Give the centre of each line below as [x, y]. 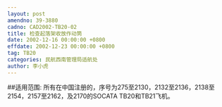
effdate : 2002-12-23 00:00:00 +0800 [61, 46]
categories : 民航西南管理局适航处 [53, 60]
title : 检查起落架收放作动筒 [45, 33]
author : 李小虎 [28, 66]
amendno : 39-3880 [33, 20]
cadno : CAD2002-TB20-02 [42, 27]
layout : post [26, 14]
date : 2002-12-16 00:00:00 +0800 [56, 40]
